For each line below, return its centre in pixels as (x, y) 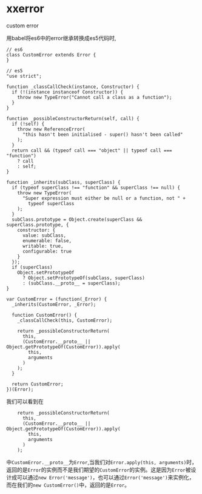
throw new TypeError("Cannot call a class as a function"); (95, 97)
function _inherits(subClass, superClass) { (63, 182)
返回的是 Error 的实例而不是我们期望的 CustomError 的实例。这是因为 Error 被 (99, 470)
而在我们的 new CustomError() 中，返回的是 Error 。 (68, 485)
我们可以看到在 (25, 401)
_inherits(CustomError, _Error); (54, 304)
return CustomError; (38, 384)
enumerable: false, (47, 241)
